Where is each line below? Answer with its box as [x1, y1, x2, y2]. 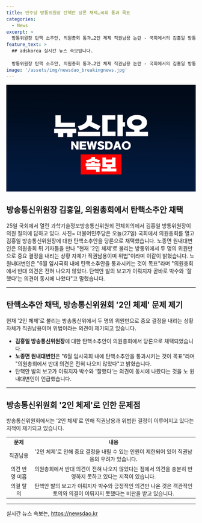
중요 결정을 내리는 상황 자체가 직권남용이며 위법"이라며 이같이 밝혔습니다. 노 [17, 252, 195, 259]
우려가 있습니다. [100, 455, 138, 463]
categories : [6, 16, 36, 22]
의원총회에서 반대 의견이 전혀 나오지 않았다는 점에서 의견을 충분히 [34, 465, 186, 472]
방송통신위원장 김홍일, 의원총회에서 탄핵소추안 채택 [6, 205, 183, 215]
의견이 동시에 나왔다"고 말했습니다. [23, 274, 105, 282]
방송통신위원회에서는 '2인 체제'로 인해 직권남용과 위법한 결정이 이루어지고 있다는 [6, 417, 194, 425]
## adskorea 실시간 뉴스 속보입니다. [11, 48, 94, 54]
